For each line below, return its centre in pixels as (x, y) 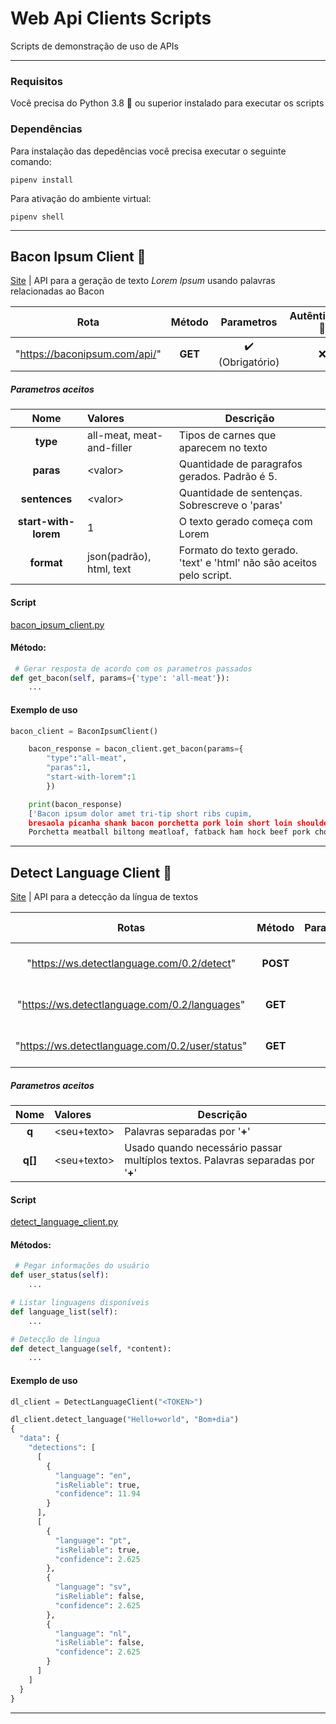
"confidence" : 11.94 (97, 1494)
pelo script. (205, 575)
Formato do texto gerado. (238, 550)
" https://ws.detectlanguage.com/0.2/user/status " (131, 1046)
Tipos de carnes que (227, 435)
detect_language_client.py (64, 1222)
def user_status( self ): (60, 1275)
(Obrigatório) (249, 362)
